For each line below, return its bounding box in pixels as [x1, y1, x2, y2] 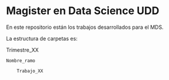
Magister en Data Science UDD [6, 4, 160, 18]
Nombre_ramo [6, 58, 35, 64]
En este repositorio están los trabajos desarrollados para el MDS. [6, 24, 164, 31]
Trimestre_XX [6, 46, 39, 54]
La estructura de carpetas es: [6, 35, 78, 42]
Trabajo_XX [16, 68, 44, 74]
